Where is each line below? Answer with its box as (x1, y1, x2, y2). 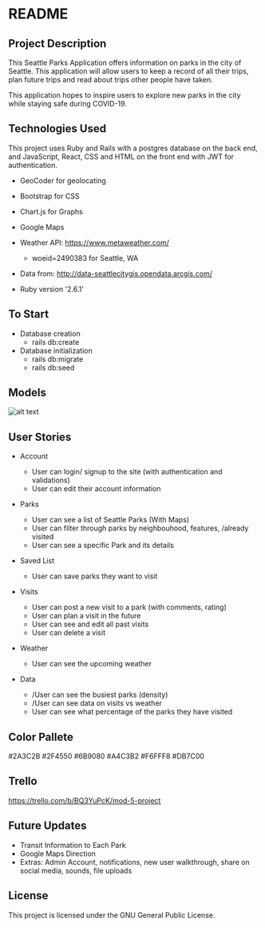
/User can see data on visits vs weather (31, 698, 162, 708)
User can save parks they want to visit (31, 571, 158, 581)
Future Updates (8, 819, 87, 833)
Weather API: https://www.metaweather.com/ (19, 238, 169, 247)
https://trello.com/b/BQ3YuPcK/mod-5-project (8, 795, 161, 805)
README (8, 5, 69, 23)
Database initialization (19, 346, 93, 355)
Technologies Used (8, 122, 106, 136)
